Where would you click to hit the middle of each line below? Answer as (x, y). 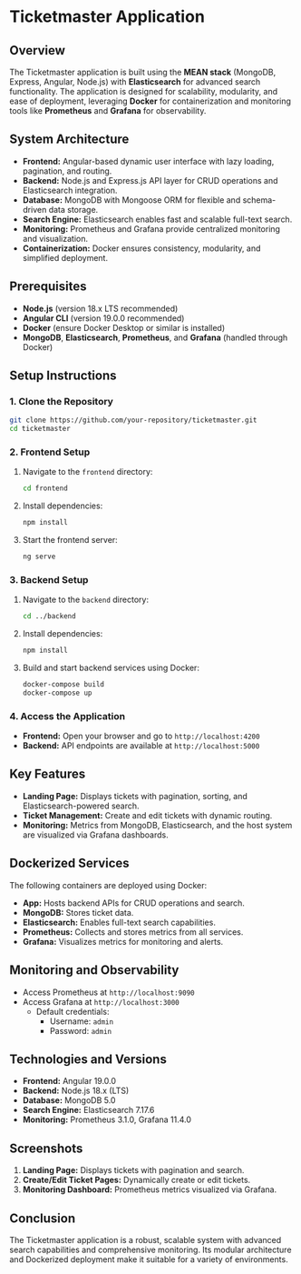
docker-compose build (63, 685)
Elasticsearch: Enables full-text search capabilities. (119, 922)
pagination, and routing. (67, 171)
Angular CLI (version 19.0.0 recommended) (103, 318)
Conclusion (43, 1218)
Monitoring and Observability (94, 970)
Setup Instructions (63, 376)
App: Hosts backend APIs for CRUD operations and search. (133, 903)
